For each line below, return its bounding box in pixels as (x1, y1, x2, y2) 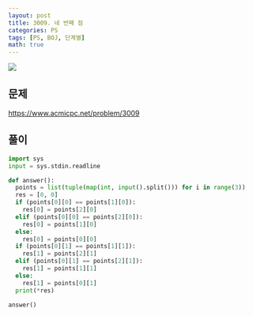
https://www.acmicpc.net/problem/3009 (8, 108, 140, 118)
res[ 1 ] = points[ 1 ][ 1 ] (22, 265, 97, 273)
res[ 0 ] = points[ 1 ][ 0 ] (22, 220, 97, 228)
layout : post (8, 11, 51, 20)
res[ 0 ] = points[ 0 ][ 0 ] (22, 235, 97, 243)
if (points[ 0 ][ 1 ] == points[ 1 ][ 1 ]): (15, 243, 136, 250)
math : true (8, 41, 44, 49)
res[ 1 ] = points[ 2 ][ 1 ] (22, 250, 97, 258)
